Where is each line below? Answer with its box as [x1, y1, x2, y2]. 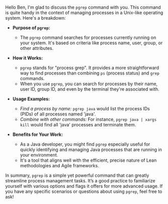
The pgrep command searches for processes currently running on [20, 35, 156, 40]
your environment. [20, 152, 58, 158]
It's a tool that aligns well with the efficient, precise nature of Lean [20, 157, 157, 163]
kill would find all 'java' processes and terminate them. [20, 122, 136, 127]
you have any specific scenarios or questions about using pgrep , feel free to [5, 188, 162, 194]
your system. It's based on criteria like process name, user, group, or [20, 40, 163, 46]
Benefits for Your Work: [12, 131, 63, 138]
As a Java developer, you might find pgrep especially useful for [20, 141, 150, 147]
